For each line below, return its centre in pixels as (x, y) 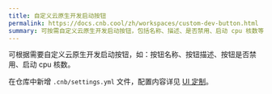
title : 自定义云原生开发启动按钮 (57, 16)
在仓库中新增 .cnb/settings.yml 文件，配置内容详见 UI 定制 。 (110, 82)
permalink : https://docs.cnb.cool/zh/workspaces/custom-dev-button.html (134, 23)
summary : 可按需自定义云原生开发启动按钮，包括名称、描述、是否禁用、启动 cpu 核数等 (136, 31)
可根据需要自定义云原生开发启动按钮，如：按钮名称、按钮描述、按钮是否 (129, 55)
